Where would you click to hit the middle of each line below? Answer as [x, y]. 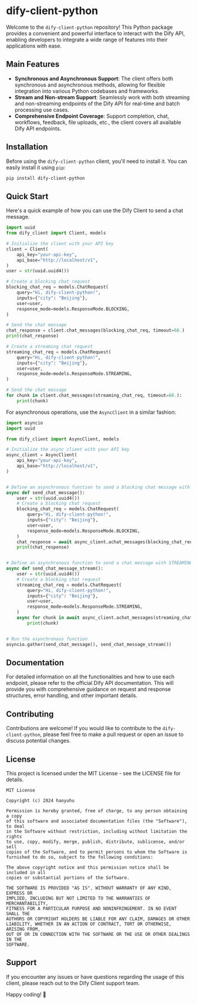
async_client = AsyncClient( [42, 455]
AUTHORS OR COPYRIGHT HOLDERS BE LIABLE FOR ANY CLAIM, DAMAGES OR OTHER [98, 919]
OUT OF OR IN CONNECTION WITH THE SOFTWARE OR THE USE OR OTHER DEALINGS [98, 934]
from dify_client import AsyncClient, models [62, 439]
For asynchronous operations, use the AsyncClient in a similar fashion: [91, 412]
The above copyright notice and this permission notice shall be [87, 867]
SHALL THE [18, 913]
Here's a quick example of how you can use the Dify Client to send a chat [95, 210]
